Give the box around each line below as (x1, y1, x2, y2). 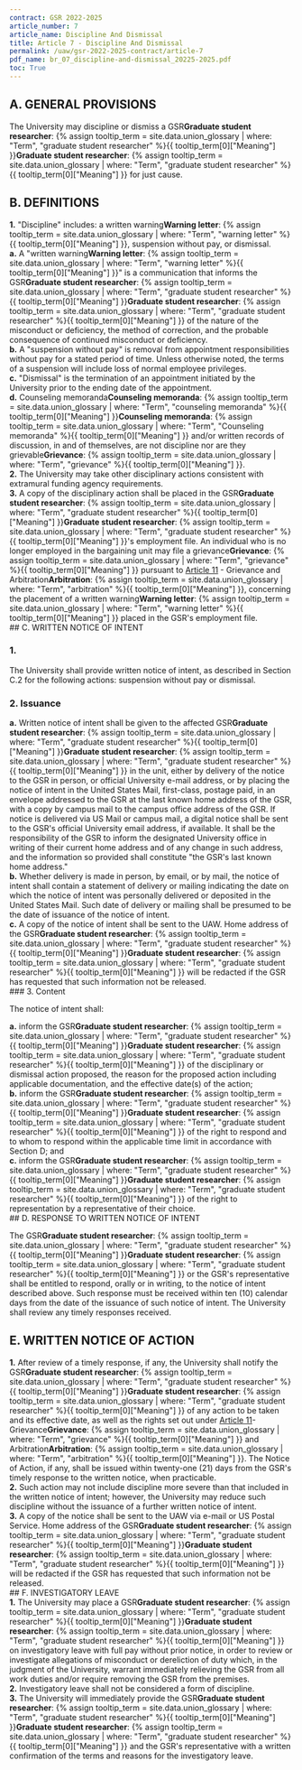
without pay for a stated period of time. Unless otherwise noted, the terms (9, 353, 285, 364)
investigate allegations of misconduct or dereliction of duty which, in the (9, 1654, 278, 1665)
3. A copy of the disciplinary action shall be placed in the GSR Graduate (9, 487, 275, 498)
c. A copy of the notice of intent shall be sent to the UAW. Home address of (9, 919, 288, 930)
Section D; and (9, 1145, 65, 1156)
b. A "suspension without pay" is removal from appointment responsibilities (9, 344, 290, 355)
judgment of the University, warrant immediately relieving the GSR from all (9, 1663, 285, 1674)
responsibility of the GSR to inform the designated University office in (9, 832, 268, 844)
